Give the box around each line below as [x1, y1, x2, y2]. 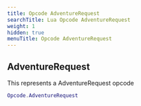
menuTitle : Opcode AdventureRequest [7, 36, 112, 42]
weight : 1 [7, 23, 36, 29]
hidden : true [7, 29, 45, 36]
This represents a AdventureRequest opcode [7, 79, 134, 87]
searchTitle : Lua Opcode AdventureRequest [7, 16, 131, 23]
